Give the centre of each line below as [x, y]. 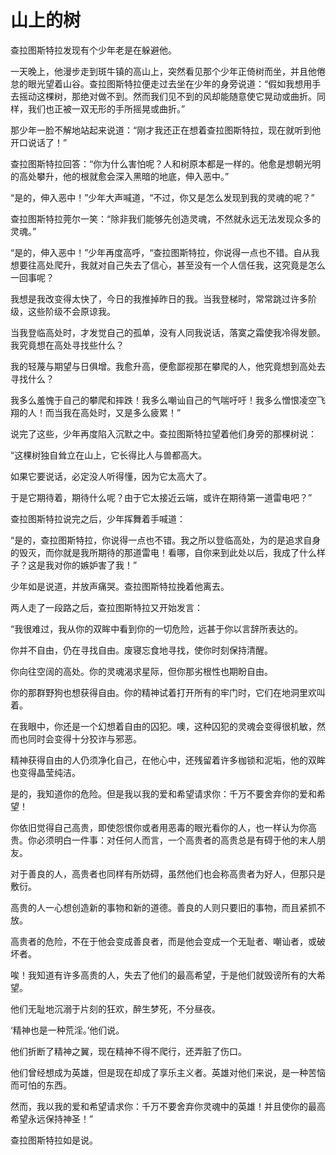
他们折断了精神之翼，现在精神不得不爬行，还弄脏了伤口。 [128, 1051]
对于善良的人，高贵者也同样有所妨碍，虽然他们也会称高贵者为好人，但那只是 [168, 873]
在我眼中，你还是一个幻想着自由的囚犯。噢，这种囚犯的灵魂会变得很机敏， [163, 726]
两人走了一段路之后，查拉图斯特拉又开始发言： [106, 607]
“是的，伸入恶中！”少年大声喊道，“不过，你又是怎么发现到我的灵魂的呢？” [162, 197]
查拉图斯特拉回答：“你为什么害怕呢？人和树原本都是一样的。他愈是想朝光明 [166, 163]
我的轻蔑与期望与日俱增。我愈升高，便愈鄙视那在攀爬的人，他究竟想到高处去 [168, 366]
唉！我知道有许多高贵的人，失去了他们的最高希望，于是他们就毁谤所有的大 [163, 975]
